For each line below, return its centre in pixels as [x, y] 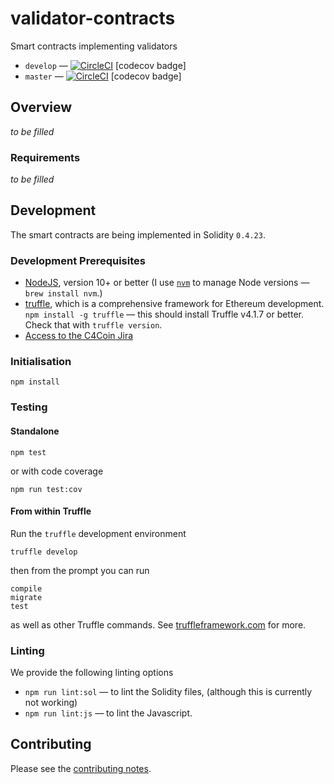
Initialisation [41, 362]
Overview [41, 107]
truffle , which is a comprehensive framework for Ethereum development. [174, 304]
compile [26, 588]
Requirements [45, 157]
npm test [28, 452]
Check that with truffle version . [93, 325]
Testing [29, 407]
